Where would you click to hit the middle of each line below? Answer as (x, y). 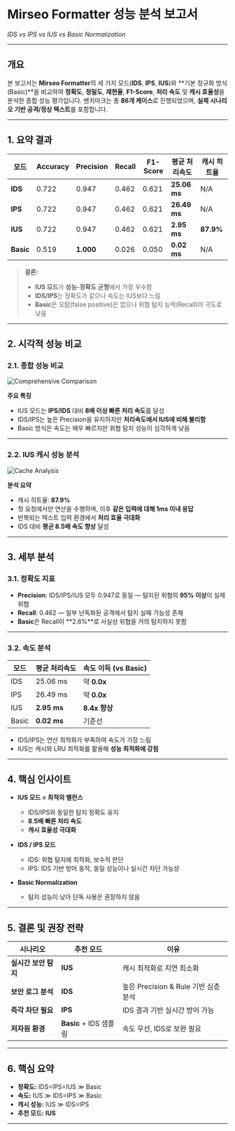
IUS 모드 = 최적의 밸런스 (50, 798)
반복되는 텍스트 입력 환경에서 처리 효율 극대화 (79, 517)
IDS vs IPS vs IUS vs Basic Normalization (66, 34)
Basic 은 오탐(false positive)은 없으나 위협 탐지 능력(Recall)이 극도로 (128, 304)
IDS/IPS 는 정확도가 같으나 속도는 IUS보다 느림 (98, 295)
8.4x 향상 (98, 708)
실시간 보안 (28, 963)
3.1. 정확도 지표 (31, 578)
